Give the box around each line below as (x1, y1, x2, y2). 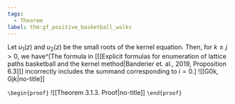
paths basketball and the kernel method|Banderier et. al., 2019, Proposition (7, 59, 226, 68)
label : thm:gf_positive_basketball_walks (7, 23, 132, 30)
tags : (7, 10, 23, 18)
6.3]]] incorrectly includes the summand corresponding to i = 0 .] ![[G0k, (7, 67, 219, 76)
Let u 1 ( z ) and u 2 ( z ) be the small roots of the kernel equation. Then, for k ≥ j (7, 43, 228, 53)
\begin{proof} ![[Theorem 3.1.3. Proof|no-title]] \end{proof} (7, 88, 182, 97)
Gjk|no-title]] (7, 75, 45, 83)
